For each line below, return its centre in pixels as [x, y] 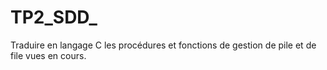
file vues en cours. [48, 55]
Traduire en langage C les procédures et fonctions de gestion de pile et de [163, 45]
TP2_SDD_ [54, 17]
